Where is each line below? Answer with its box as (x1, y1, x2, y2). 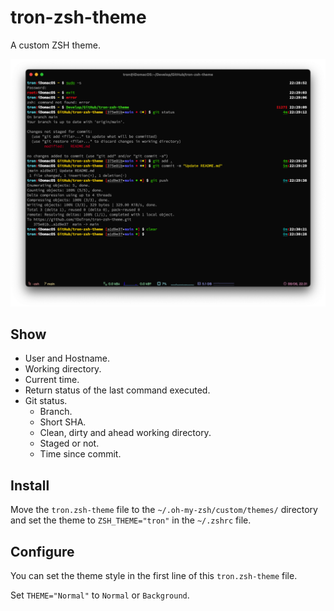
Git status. (24, 395, 68, 407)
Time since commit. (39, 448, 122, 460)
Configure (10, 543, 75, 560)
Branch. (39, 406, 73, 418)
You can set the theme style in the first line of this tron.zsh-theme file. (10, 570, 298, 582)
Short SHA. (39, 416, 87, 428)
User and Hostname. (24, 352, 110, 365)
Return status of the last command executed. (24, 384, 211, 396)
